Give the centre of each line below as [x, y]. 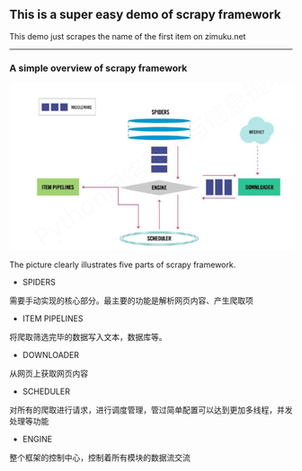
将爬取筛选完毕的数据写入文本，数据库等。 [88, 337]
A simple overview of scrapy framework [98, 68]
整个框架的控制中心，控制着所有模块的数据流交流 [100, 458]
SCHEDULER [46, 391]
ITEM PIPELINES [53, 318]
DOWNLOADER [50, 355]
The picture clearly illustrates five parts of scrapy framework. [123, 265]
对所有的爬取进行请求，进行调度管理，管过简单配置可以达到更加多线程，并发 [151, 410]
